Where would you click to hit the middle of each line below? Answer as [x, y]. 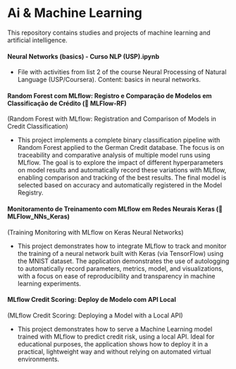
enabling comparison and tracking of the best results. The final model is [122, 177]
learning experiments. [49, 283]
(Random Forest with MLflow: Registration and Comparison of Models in [112, 119]
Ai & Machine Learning [75, 13]
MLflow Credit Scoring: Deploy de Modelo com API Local [92, 300]
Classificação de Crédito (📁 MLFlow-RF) [67, 103]
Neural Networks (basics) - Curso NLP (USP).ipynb [83, 56]
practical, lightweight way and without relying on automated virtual [114, 351]
